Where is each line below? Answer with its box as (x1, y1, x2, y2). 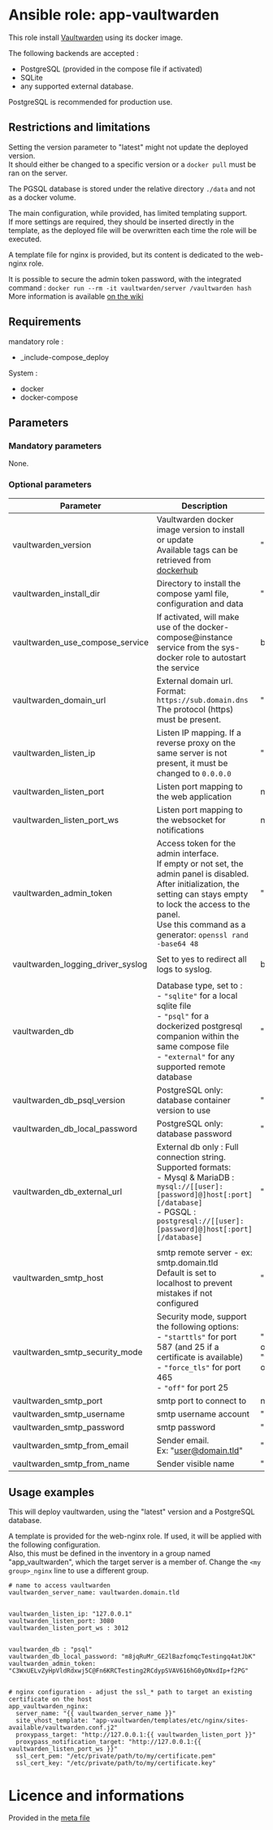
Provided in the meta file (8, 1813, 91, 1823)
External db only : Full (156, 1141, 239, 1153)
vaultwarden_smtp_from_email (12, 1439, 129, 1451)
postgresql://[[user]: (156, 1216, 245, 1226)
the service (156, 662, 200, 673)
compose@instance (156, 631, 233, 642)
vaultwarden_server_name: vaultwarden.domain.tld (8, 1589, 180, 1597)
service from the (156, 642, 220, 653)
